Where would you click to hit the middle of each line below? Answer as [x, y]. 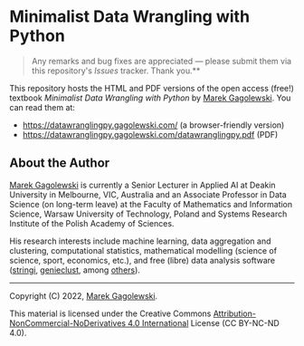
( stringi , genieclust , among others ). [75, 270]
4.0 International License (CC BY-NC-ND [204, 322]
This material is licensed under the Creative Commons [110, 313]
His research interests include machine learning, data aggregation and [140, 241]
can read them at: [42, 107]
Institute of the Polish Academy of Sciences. [92, 223]
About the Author [60, 163]
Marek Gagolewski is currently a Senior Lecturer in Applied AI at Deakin [142, 185]
